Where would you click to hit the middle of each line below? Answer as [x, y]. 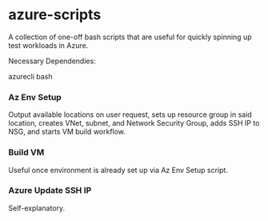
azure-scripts [55, 15]
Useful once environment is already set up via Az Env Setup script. [118, 170]
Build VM [26, 152]
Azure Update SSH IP [50, 191]
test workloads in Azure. [48, 45]
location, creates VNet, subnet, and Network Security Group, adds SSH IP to [134, 123]
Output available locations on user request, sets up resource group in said [130, 115]
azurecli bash [31, 76]
